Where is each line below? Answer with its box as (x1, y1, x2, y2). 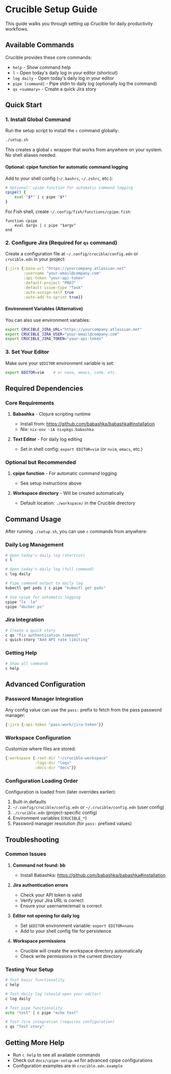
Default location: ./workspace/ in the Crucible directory (20, 500, 136, 506)
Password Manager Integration (5, 695, 83, 702)
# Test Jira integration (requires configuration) (5, 1019, 115, 1024)
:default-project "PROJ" (23, 280, 76, 285)
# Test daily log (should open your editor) (5, 991, 101, 996)
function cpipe (5, 219, 38, 224)
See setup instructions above (20, 480, 82, 486)
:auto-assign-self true (23, 290, 74, 295)
